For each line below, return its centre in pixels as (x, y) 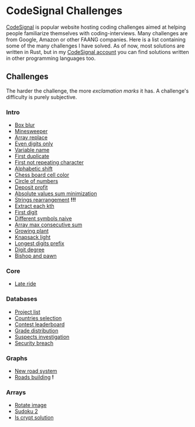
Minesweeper (31, 131)
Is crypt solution (34, 418)
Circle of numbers (36, 181)
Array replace (31, 138)
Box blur (25, 125)
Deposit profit (31, 187)
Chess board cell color (42, 175)
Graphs (17, 358)
